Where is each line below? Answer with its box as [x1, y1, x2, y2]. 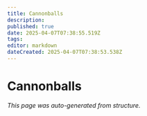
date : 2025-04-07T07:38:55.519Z [7, 29, 101, 37]
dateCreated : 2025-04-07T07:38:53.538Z [7, 49, 123, 56]
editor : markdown [7, 42, 58, 49]
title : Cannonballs [7, 10, 64, 17]
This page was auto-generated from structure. [7, 101, 141, 109]
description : [7, 17, 45, 23]
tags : [7, 36, 23, 43]
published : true [7, 23, 54, 30]
